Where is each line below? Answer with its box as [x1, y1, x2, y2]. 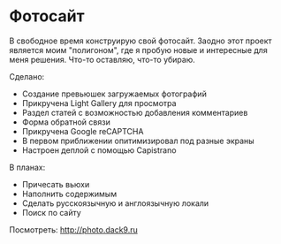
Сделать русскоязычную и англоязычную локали [21, 197, 209, 209]
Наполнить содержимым [21, 188, 118, 199]
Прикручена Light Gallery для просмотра [21, 97, 177, 108]
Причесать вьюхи [21, 179, 90, 189]
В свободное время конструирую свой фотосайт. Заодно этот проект [9, 35, 272, 46]
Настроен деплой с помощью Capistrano [21, 144, 177, 156]
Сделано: [9, 71, 45, 81]
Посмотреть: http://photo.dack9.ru [9, 224, 139, 235]
